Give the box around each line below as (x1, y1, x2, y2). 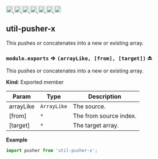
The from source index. (72, 112, 137, 120)
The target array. (72, 122, 119, 130)
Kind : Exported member (6, 79, 64, 86)
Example (6, 136, 28, 143)
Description (88, 92, 121, 101)
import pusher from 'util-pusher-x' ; (6, 148, 98, 154)
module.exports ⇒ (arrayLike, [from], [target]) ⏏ (6, 54, 153, 62)
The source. (72, 102, 106, 110)
